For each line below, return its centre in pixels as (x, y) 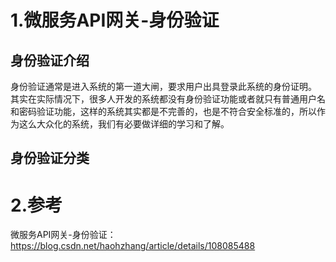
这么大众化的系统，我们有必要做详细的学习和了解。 (124, 124)
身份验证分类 (50, 158)
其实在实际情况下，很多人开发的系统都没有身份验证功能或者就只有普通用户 (163, 99)
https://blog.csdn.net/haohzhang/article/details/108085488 (133, 246)
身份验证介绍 (50, 60)
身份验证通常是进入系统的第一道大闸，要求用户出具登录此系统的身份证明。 (163, 86)
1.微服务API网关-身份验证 (115, 20)
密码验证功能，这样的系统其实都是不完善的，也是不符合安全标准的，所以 (167, 111)
